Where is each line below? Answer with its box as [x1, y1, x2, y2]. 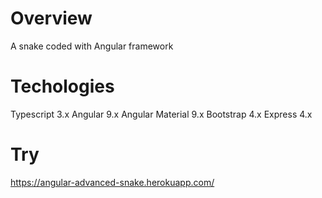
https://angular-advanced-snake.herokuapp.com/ [10, 176, 215, 188]
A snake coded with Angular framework [10, 40, 174, 52]
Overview [10, 7, 93, 30]
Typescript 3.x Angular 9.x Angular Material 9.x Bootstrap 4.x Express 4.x [10, 108, 313, 120]
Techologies [10, 75, 115, 98]
